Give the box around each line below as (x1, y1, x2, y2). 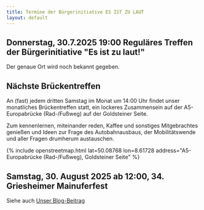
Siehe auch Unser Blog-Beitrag (6, 197, 85, 204)
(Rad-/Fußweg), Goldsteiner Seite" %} (43, 154, 140, 161)
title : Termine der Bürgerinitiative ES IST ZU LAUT (6, 9, 144, 15)
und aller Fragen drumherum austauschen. (6, 135, 115, 143)
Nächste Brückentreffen (6, 81, 101, 91)
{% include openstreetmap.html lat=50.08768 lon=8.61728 (6, 147, 155, 154)
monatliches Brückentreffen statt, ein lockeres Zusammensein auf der (6, 103, 183, 111)
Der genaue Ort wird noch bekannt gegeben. (6, 63, 120, 70)
